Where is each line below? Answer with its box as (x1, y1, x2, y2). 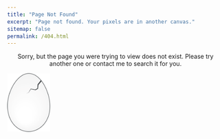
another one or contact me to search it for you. (49, 60, 182, 68)
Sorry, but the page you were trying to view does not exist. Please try (17, 52, 214, 61)
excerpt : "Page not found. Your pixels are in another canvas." (7, 18, 195, 25)
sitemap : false (7, 25, 51, 32)
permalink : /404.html (7, 33, 69, 40)
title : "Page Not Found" (7, 11, 78, 18)
